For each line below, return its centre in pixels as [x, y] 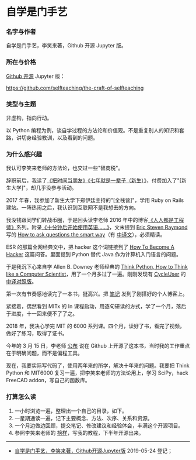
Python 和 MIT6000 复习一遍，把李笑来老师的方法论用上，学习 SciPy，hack [97, 373]
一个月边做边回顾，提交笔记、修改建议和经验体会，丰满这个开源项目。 [99, 425]
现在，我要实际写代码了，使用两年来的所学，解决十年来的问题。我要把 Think [98, 366]
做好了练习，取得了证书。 [37, 334]
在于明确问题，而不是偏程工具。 [44, 353]
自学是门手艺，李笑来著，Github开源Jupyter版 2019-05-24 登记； [94, 451]
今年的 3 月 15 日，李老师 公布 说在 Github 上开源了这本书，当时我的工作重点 [98, 346]
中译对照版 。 [21, 282]
